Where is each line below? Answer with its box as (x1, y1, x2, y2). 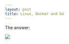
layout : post (5, 7, 32, 12)
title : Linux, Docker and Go (5, 11, 64, 16)
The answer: (5, 24, 30, 30)
